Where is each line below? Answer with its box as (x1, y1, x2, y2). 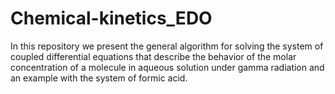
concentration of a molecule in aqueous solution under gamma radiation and (10, 61, 325, 73)
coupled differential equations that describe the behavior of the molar (10, 50, 297, 62)
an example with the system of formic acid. (10, 72, 188, 84)
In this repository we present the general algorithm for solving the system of (10, 40, 324, 52)
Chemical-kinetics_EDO (10, 7, 213, 30)
